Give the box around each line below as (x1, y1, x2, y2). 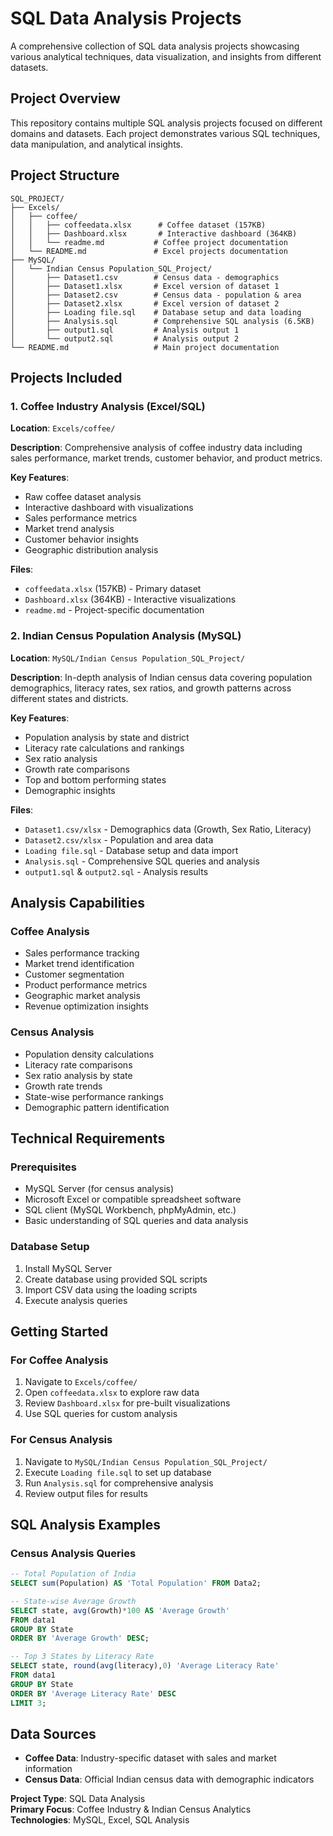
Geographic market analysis (24, 990, 141, 1002)
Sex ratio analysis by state (24, 1069, 133, 1081)
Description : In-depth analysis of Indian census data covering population (10, 671, 313, 683)
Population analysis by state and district (24, 731, 190, 743)
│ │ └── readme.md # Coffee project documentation (10, 237, 288, 247)
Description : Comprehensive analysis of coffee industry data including (10, 442, 303, 454)
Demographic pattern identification (24, 1101, 170, 1113)
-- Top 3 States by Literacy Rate (10, 1652, 155, 1662)
